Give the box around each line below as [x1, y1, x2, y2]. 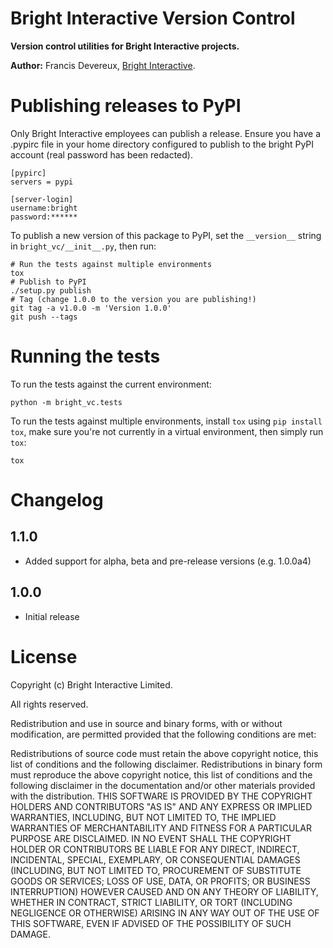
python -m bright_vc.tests [10, 397, 123, 407]
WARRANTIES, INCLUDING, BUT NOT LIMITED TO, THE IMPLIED [10, 811, 277, 823]
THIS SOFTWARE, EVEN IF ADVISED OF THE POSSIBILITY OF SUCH [10, 917, 292, 929]
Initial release [24, 610, 80, 622]
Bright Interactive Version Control [10, 7, 296, 30]
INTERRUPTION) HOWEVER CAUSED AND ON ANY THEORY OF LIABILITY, [10, 885, 319, 897]
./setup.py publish [10, 285, 92, 296]
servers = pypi [10, 177, 74, 187]
